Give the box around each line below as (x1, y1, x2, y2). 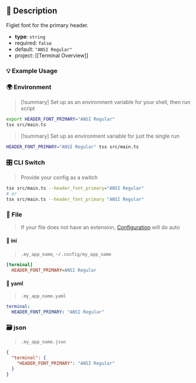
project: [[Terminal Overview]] (14, 51, 89, 59)
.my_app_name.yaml (20, 293, 66, 299)
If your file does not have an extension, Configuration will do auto (20, 223, 181, 231)
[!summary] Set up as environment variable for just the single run (20, 132, 179, 139)
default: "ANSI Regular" (14, 46, 73, 53)
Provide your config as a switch (20, 174, 98, 181)
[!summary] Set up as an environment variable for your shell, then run (20, 99, 191, 106)
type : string (14, 33, 46, 40)
